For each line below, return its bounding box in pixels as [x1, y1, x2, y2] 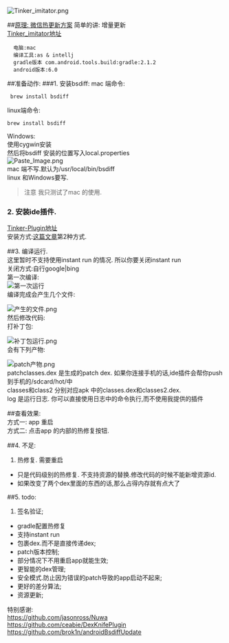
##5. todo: [7, 493, 36, 502]
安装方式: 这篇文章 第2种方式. [7, 233, 87, 241]
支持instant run [17, 531, 60, 539]
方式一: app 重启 [7, 418, 54, 426]
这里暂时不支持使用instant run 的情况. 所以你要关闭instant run [7, 256, 182, 264]
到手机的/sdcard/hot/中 [7, 377, 73, 386]
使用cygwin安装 [7, 140, 52, 148]
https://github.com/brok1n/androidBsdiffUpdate [7, 628, 142, 636]
